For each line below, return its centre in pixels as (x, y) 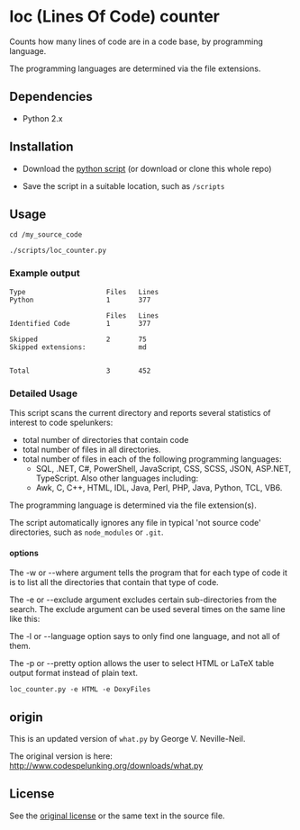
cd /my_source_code (46, 235)
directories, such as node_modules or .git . (86, 532)
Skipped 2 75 (78, 339)
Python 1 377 (80, 300)
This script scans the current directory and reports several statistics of (140, 412)
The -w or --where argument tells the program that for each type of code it (149, 573)
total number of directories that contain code (105, 439)
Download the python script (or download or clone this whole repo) (147, 168)
